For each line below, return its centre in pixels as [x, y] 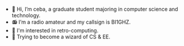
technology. [26, 15]
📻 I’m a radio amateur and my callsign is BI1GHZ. [71, 22]
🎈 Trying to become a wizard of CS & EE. [61, 37]
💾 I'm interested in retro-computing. [55, 30]
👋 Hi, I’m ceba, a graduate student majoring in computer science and [95, 9]
